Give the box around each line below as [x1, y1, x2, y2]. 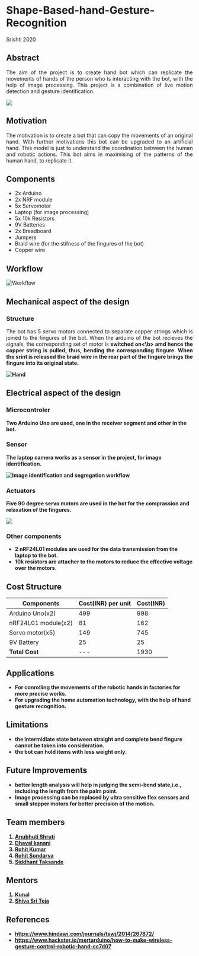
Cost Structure [6, 582, 62, 592]
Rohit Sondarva [14, 852, 54, 859]
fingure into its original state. [6, 359, 79, 367]
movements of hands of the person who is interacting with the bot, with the [6, 75, 193, 82]
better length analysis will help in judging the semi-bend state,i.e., [14, 781, 182, 788]
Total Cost [9, 648, 39, 656]
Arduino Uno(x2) [9, 609, 56, 617]
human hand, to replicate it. [6, 157, 73, 164]
